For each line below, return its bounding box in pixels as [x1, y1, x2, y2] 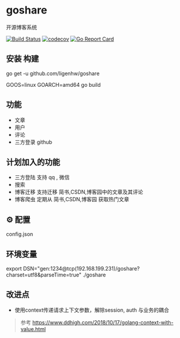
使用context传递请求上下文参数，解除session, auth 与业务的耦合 [14, 306, 169, 313]
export [6, 265, 22, 272]
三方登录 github [14, 138, 53, 146]
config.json [6, 231, 33, 238]
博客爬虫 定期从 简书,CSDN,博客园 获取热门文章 [14, 196, 130, 203]
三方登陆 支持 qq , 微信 [14, 174, 70, 181]
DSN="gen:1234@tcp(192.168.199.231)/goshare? [23, 265, 140, 272]
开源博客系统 [6, 23, 37, 31]
